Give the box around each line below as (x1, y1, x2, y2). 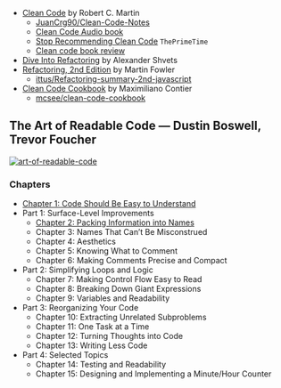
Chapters (9, 178, 51, 190)
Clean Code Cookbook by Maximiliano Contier (21, 84, 193, 93)
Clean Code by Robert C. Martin (21, 8, 140, 18)
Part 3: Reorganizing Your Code (21, 303, 139, 313)
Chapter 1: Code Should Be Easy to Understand (21, 198, 196, 209)
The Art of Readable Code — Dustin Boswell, (9, 118, 261, 133)
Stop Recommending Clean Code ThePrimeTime (35, 36, 209, 46)
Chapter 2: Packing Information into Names (35, 217, 194, 228)
